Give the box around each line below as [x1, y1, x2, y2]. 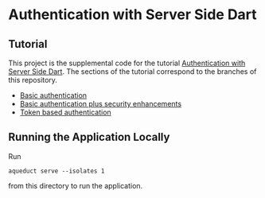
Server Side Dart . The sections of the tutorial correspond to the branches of [8, 67, 257, 76]
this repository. [8, 76, 58, 84]
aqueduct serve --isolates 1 [8, 167, 105, 175]
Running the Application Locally [8, 130, 170, 144]
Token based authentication [19, 107, 111, 117]
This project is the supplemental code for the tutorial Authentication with [8, 58, 246, 68]
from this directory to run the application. [8, 181, 143, 190]
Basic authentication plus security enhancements [19, 99, 181, 108]
